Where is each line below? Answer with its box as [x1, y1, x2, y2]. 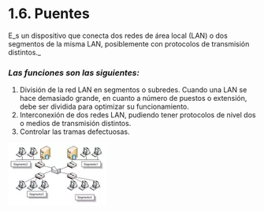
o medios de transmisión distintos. [19, 119, 132, 128]
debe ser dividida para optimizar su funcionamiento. [19, 102, 189, 111]
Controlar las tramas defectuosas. [19, 127, 130, 136]
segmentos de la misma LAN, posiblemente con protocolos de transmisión [8, 39, 250, 48]
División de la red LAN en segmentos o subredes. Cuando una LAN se [19, 85, 247, 95]
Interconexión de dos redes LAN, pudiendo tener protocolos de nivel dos [19, 110, 256, 120]
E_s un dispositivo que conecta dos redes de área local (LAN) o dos [8, 31, 229, 40]
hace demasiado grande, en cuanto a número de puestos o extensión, [19, 94, 247, 103]
